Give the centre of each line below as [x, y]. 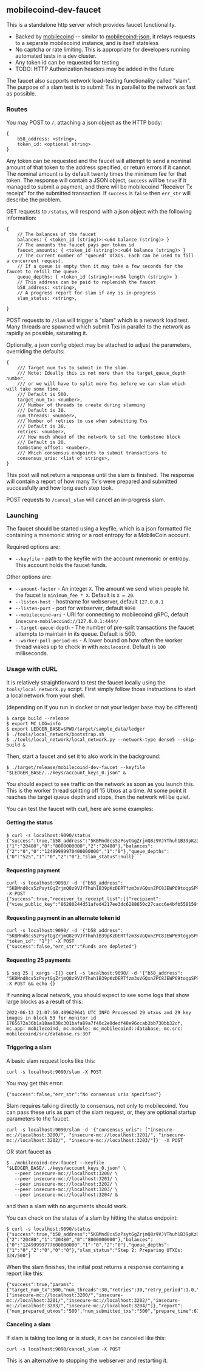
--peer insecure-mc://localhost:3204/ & [66, 1195]
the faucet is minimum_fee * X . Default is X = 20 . [75, 595]
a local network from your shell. [46, 695]
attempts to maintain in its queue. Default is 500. [76, 634]
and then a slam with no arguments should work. [67, 1206]
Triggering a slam [29, 1047]
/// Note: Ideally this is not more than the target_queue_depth [102, 374]
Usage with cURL [32, 669]
